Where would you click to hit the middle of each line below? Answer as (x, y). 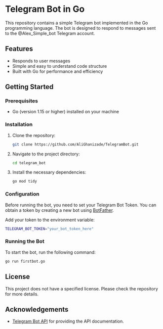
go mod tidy (24, 182)
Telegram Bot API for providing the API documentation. (68, 321)
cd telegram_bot (29, 163)
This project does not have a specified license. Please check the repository (81, 288)
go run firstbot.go (25, 261)
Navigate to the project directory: (46, 154)
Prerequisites (21, 101)
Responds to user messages (41, 61)
